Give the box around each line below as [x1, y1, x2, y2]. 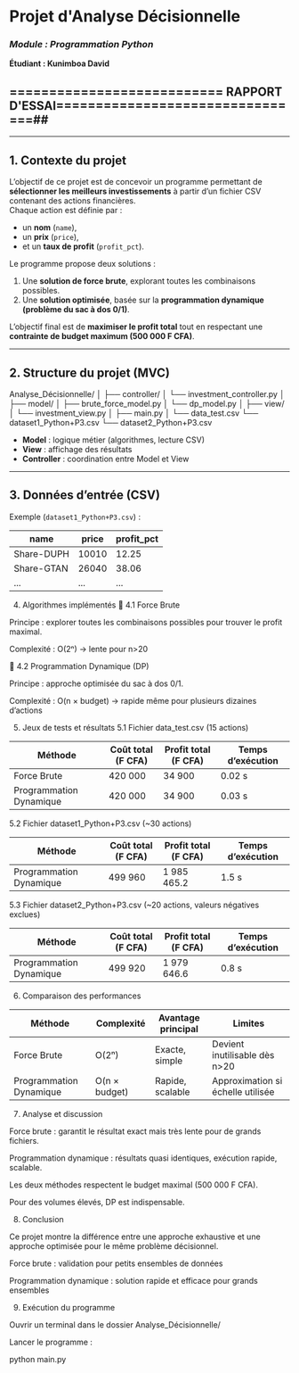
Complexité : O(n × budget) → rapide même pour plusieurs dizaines [9, 695, 257, 706]
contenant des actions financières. [9, 195, 136, 206]
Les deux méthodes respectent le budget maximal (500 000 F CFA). [9, 1179, 258, 1190]
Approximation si [212, 1074, 283, 1087]
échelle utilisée [212, 1086, 275, 1098]
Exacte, [155, 1043, 187, 1055]
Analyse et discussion [21, 1108, 103, 1119]
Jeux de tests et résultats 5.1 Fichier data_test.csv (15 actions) [21, 722, 249, 732]
